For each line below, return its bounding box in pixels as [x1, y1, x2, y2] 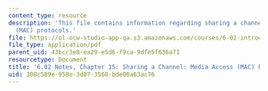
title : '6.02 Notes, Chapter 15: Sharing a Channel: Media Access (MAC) [8, 63, 255, 71]
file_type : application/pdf [8, 41, 102, 49]
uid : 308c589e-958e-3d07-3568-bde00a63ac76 [8, 70, 156, 78]
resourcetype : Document [8, 56, 88, 64]
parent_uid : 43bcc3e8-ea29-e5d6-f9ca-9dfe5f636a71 [8, 48, 180, 56]
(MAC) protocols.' [15, 26, 77, 34]
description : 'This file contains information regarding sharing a [8, 19, 238, 27]
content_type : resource [8, 11, 88, 20]
